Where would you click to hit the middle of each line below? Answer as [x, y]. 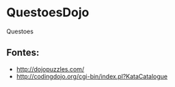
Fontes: [23, 53]
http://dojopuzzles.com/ [50, 69]
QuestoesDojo [48, 13]
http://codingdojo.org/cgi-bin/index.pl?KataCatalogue [92, 76]
